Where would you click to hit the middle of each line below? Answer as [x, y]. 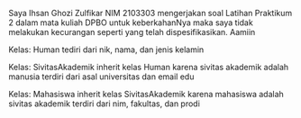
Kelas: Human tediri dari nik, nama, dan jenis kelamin [106, 50]
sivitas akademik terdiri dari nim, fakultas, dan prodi [104, 104]
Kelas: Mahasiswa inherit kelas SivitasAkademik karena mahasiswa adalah [146, 94]
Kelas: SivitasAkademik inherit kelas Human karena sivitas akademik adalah [149, 67]
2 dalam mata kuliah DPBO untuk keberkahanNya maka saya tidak [131, 23]
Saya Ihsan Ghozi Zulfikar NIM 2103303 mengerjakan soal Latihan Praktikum [150, 13]
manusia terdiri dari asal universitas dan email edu [101, 77]
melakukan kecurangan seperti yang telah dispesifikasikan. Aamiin [132, 32]
